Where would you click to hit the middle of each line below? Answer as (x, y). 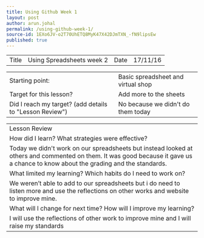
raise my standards (36, 226)
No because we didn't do (154, 104)
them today (134, 112)
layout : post (23, 18)
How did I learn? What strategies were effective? (78, 138)
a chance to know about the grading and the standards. (88, 163)
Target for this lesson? (41, 94)
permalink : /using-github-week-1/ (50, 29)
